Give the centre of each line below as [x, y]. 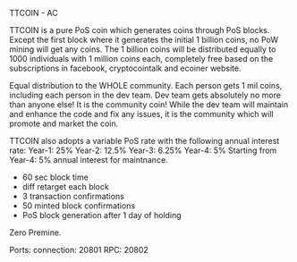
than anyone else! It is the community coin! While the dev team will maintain [149, 105]
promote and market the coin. [64, 123]
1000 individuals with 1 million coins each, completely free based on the [141, 59]
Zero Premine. [35, 232]
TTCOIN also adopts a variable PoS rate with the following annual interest [144, 141]
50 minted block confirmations [79, 206]
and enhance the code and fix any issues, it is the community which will [142, 114]
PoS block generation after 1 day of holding [102, 215]
